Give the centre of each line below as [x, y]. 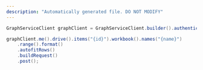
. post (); [28, 61]
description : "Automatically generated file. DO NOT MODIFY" [85, 12]
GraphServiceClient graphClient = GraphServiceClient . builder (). [90, 28]
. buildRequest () [38, 56]
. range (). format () [40, 45]
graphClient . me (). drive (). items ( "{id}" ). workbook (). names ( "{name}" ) [94, 39]
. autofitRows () [36, 50]
